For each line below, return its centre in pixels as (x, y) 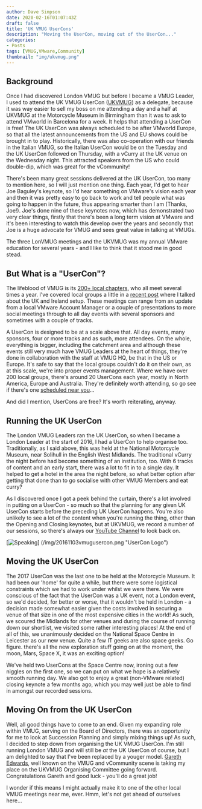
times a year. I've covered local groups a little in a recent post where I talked (101, 295)
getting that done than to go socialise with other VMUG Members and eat (97, 480)
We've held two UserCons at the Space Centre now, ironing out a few (92, 665)
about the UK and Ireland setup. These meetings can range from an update (99, 301)
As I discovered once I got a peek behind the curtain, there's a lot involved (99, 499)
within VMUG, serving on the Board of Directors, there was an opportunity (98, 731)
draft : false (23, 23)
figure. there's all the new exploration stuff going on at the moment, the (95, 647)
